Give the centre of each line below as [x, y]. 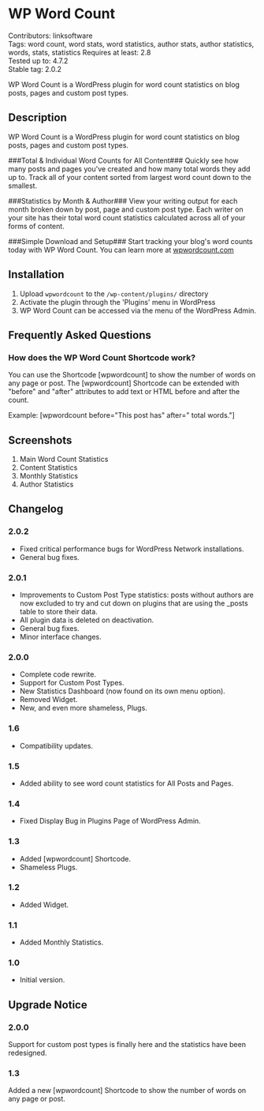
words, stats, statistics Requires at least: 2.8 [80, 52]
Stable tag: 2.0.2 [35, 69]
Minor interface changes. [60, 637]
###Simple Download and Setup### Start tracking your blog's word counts [131, 241]
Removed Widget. [48, 700]
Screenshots [40, 440]
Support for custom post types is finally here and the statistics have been [127, 1045]
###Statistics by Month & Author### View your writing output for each [123, 201]
